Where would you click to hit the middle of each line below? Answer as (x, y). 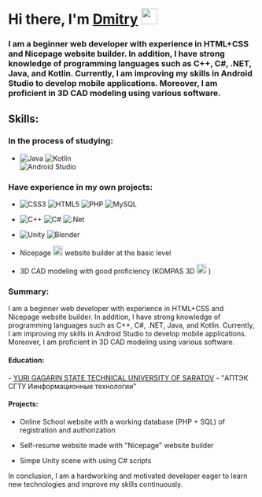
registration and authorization (67, 430)
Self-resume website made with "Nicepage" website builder (116, 445)
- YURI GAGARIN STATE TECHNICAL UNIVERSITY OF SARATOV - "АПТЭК (128, 377)
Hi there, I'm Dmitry (73, 19)
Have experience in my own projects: (81, 187)
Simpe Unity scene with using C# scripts (85, 460)
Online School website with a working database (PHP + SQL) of (122, 421)
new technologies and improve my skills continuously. (96, 484)
